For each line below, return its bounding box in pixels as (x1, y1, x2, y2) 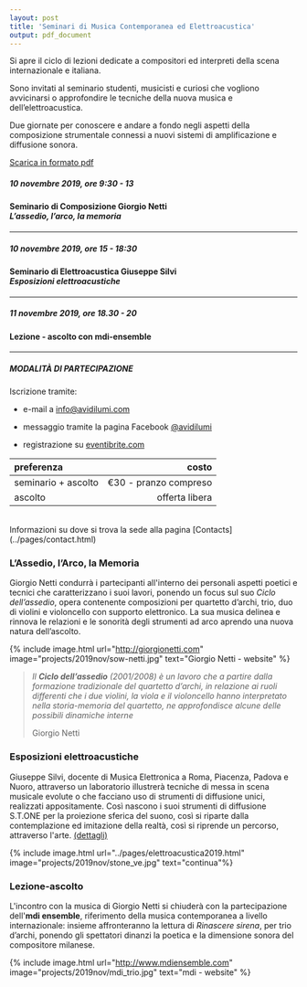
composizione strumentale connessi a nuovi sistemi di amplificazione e (9, 130, 277, 141)
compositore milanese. (9, 939, 96, 950)
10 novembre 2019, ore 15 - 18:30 (9, 243, 138, 254)
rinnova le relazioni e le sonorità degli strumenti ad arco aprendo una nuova (9, 616, 294, 627)
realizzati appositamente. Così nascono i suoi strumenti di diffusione (9, 801, 267, 812)
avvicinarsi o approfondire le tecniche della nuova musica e (9, 92, 233, 103)
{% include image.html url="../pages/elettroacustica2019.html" (9, 847, 245, 858)
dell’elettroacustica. (9, 102, 84, 113)
